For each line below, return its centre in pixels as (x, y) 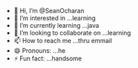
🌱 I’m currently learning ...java (56, 25)
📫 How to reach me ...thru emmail (63, 41)
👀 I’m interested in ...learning (54, 18)
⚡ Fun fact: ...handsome (48, 58)
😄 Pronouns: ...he (40, 51)
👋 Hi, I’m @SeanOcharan (49, 11)
